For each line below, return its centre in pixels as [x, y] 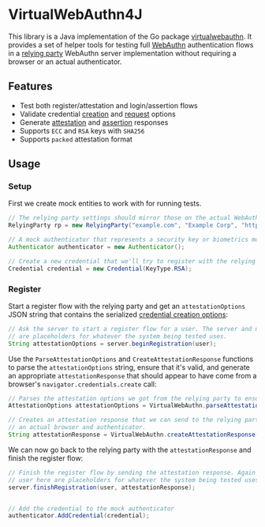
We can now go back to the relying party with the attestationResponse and [130, 450]
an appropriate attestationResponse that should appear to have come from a [132, 375]
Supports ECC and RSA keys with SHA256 [82, 130]
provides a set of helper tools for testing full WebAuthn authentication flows [131, 44]
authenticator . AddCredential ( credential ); [79, 516]
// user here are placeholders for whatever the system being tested [125, 480]
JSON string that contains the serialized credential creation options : [118, 314]
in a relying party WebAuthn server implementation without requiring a [122, 53]
